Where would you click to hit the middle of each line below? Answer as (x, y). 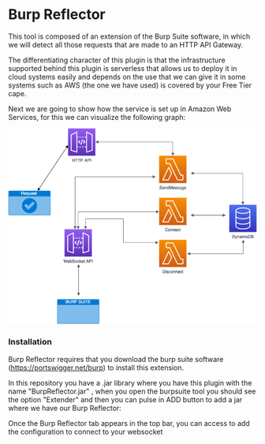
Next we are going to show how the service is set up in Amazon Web (120, 109)
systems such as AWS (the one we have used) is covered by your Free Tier (130, 85)
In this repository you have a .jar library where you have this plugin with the (130, 382)
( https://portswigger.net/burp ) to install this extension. (96, 368)
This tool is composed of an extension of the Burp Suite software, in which (129, 36)
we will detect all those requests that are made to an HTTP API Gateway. (126, 44)
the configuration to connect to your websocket (86, 431)
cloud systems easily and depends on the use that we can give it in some (127, 76)
